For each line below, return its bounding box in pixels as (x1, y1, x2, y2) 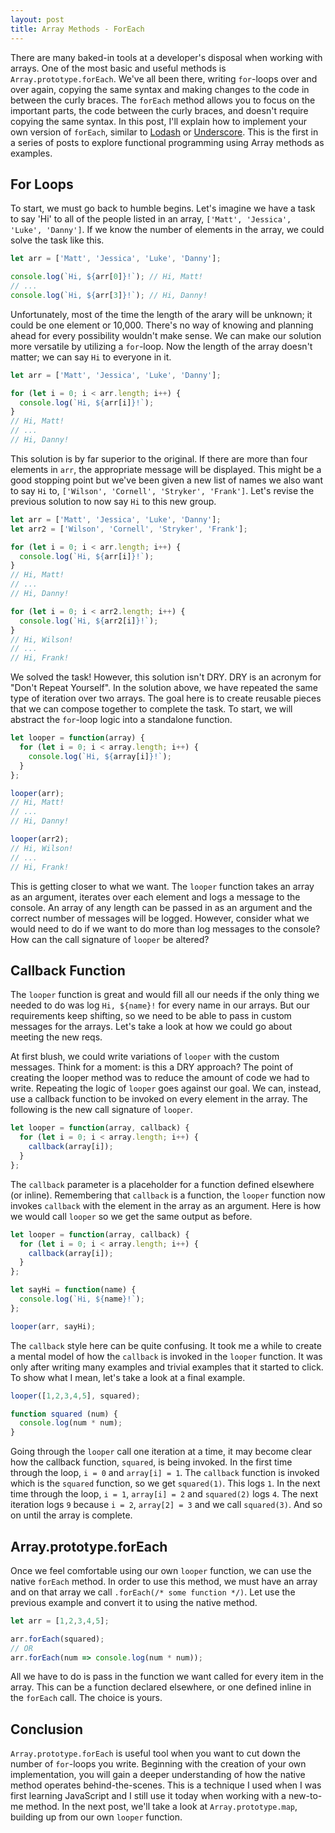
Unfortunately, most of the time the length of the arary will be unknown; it (10, 308, 313, 320)
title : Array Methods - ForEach (10, 24, 145, 34)
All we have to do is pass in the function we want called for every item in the (10, 1671, 324, 1683)
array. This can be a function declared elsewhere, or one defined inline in (10, 1681, 312, 1693)
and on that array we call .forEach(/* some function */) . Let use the (10, 1586, 296, 1598)
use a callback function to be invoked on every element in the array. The (10, 1093, 308, 1105)
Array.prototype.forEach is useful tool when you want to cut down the (10, 1747, 301, 1760)
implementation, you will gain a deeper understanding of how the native (10, 1769, 306, 1781)
